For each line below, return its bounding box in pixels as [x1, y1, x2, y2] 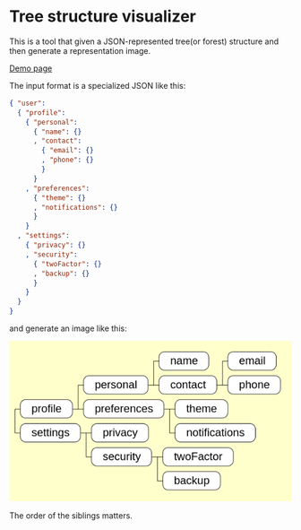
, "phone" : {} [41, 155, 94, 165]
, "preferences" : [25, 184, 90, 193]
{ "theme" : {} [32, 193, 87, 203]
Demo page [9, 63, 53, 74]
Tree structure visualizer [9, 6, 197, 27]
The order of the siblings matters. [9, 510, 133, 521]
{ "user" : [9, 99, 47, 108]
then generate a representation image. [9, 45, 151, 56]
